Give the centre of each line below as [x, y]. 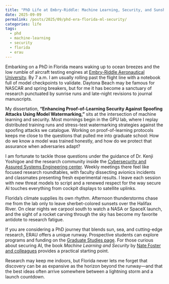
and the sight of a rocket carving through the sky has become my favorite [81, 214]
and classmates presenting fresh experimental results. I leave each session [83, 177]
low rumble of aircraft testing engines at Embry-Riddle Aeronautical [75, 72]
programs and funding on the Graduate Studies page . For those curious [79, 240]
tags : [11, 29]
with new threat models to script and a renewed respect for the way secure [83, 183]
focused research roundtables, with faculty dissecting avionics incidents [80, 172]
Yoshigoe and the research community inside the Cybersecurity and [76, 161]
